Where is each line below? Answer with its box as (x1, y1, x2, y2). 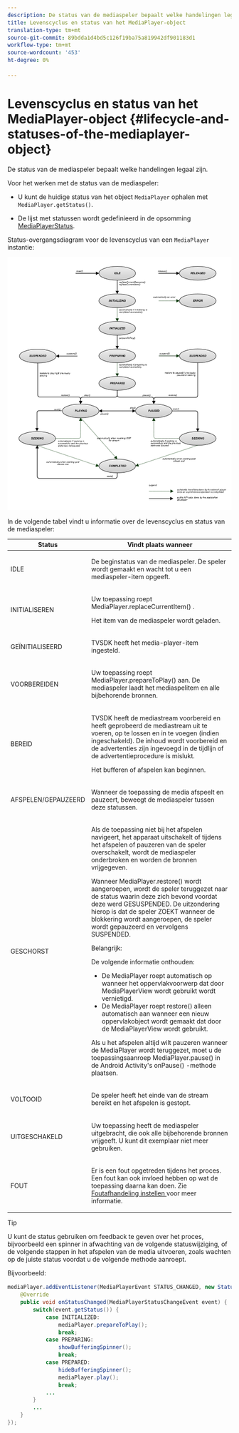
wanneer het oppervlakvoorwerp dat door (102, 979, 224, 988)
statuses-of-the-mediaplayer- (7, 126, 191, 142)
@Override (20, 1291, 50, 1298)
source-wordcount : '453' (7, 49, 81, 56)
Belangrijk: (91, 944, 122, 952)
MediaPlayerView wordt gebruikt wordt (102, 986, 216, 995)
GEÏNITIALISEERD (10, 642, 63, 651)
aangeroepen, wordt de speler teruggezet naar (91, 884, 228, 893)
